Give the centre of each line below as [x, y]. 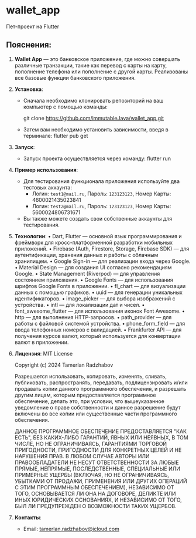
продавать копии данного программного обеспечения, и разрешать [100, 388]
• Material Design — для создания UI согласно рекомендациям [93, 267]
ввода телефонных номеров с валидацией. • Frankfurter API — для [98, 330]
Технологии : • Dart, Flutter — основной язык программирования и [98, 236]
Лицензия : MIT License [44, 353]
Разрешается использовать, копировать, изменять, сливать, [90, 376]
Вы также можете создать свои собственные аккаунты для [98, 218]
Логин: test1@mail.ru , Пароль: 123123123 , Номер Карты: [102, 194]
